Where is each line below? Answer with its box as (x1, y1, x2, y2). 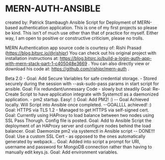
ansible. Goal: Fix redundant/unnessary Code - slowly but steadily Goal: (5, 86, 152, 92)
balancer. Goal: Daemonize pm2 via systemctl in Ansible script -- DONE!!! (5, 128, 155, 134)
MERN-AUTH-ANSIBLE (5, 3, 101, 14)
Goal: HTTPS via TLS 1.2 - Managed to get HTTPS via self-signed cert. (5, 107, 150, 113)
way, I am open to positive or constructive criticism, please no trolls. (5, 35, 144, 41)
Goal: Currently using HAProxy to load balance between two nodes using (5, 112, 155, 118)
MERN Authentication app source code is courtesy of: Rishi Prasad (5, 45, 142, 51)
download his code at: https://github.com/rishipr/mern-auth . (5, 65, 130, 72)
